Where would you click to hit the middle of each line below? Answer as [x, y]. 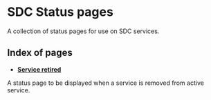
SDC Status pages [61, 12]
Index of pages [40, 53]
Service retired [39, 69]
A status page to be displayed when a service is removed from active [105, 83]
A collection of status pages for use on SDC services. [83, 31]
